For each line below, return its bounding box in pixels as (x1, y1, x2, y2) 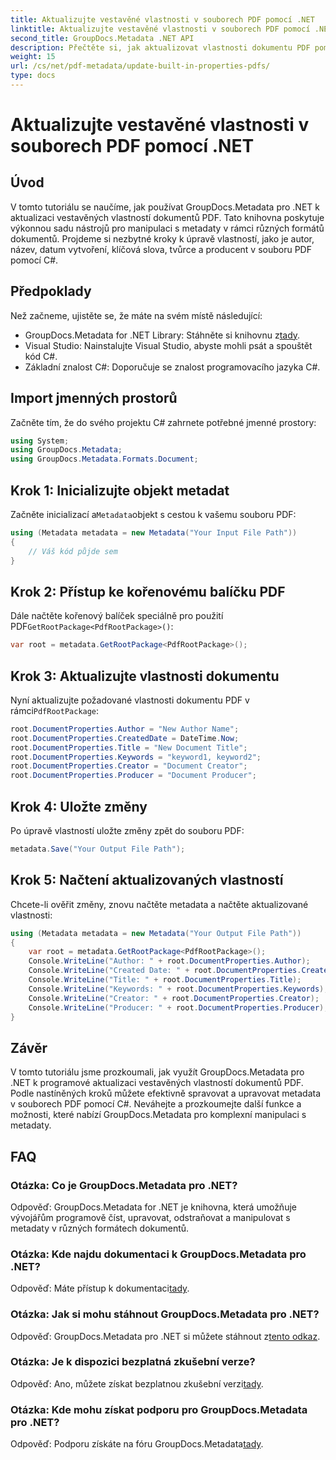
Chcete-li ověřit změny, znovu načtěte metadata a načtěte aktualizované (10, 898, 309, 910)
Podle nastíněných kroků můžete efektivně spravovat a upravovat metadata (10, 1087, 322, 1100)
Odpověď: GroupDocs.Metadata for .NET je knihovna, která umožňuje (10, 1201, 297, 1213)
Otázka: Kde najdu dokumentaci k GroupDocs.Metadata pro (10, 1247, 307, 1261)
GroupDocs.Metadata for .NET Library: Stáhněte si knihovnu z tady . (24, 329, 301, 341)
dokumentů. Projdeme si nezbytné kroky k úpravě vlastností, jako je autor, (10, 232, 315, 245)
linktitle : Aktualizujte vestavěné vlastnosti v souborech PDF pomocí (10, 24, 311, 34)
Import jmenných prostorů (10, 390, 178, 407)
